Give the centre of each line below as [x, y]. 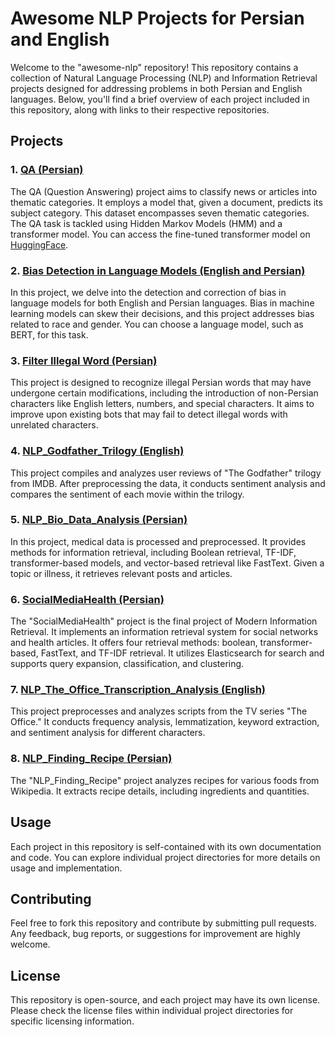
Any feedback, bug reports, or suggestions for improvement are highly [155, 934]
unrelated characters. [54, 425]
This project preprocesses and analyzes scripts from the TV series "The [159, 711]
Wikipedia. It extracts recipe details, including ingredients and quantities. [160, 791]
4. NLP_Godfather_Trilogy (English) [97, 451]
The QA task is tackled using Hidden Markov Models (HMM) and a [146, 223]
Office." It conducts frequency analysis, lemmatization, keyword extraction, [165, 722]
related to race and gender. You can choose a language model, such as [157, 324]
